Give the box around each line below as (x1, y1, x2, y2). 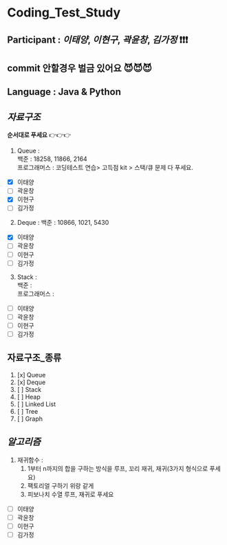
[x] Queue (17, 370, 46, 379)
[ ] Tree (17, 407, 39, 415)
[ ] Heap (17, 392, 41, 401)
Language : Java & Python (7, 86, 122, 98)
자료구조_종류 (7, 352, 62, 364)
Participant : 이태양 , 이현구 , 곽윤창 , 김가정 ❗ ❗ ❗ (7, 34, 188, 45)
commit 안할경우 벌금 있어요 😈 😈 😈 (7, 62, 153, 74)
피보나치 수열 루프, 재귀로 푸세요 (27, 490, 114, 498)
